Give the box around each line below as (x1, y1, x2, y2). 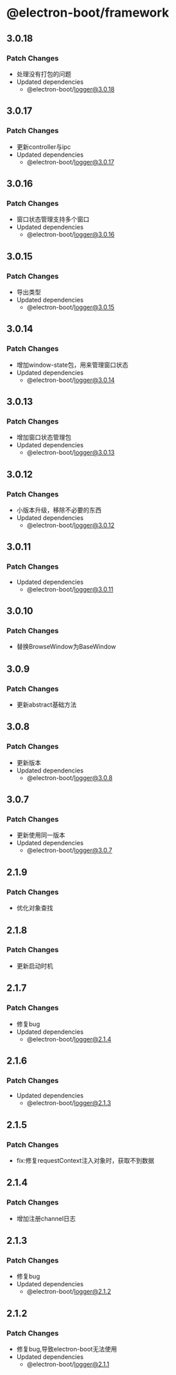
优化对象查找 (16, 903, 53, 913)
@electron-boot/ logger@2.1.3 (26, 1099, 111, 1107)
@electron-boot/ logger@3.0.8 (26, 773, 113, 781)
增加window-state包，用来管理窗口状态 (16, 361, 129, 369)
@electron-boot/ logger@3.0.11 (26, 585, 114, 594)
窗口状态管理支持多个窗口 (16, 215, 90, 223)
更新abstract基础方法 (16, 700, 77, 709)
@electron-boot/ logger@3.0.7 (26, 846, 113, 854)
